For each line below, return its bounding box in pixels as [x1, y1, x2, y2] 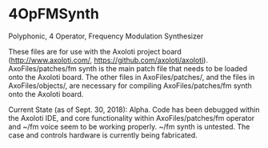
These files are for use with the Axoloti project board [8, 46, 182, 56]
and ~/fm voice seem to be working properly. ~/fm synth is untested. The [8, 122, 250, 131]
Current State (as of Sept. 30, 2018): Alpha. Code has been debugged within [8, 105, 260, 114]
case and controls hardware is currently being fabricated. [8, 130, 198, 140]
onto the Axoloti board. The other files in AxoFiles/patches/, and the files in [8, 72, 255, 82]
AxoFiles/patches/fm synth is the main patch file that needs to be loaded [8, 63, 248, 73]
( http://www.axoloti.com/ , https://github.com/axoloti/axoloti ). [8, 55, 208, 65]
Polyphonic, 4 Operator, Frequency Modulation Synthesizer [8, 31, 204, 41]
